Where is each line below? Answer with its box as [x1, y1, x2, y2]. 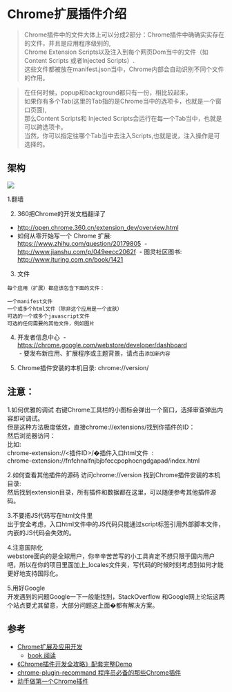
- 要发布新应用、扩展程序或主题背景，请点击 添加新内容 [19, 349, 171, 357]
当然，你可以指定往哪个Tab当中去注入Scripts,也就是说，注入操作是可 [23, 131, 220, 140]
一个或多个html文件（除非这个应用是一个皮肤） [7, 305, 123, 312]
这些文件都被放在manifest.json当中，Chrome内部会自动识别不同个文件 [23, 65, 224, 73]
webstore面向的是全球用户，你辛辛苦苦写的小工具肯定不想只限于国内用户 [7, 552, 215, 560]
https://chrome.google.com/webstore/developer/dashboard [17, 340, 188, 349]
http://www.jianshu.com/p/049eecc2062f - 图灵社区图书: [17, 247, 182, 256]
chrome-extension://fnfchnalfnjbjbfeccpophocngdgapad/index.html [7, 456, 200, 465]
